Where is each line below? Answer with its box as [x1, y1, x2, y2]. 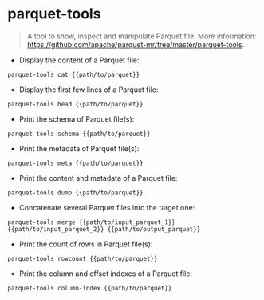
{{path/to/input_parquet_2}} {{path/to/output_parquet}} [7, 225, 201, 233]
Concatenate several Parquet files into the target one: [18, 202, 195, 212]
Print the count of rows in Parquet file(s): [18, 239, 153, 249]
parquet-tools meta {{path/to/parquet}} [7, 159, 144, 167]
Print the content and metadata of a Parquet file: [18, 173, 178, 182]
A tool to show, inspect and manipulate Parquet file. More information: [26, 31, 257, 41]
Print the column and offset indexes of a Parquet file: [18, 269, 193, 278]
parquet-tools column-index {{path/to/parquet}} [7, 284, 172, 292]
